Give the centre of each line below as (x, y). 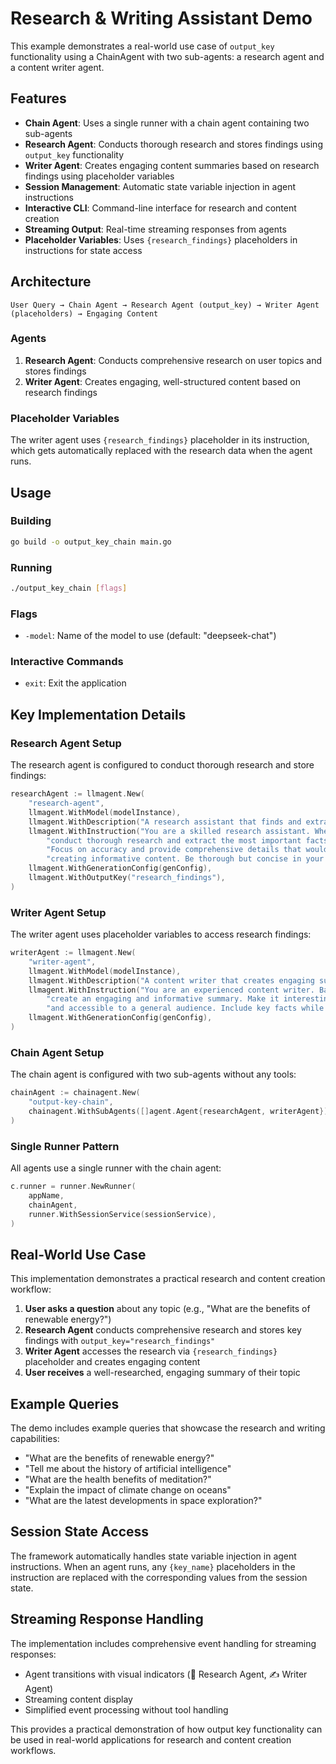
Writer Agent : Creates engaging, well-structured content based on (162, 381)
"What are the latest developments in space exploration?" (143, 1501)
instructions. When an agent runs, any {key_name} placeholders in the (153, 1566)
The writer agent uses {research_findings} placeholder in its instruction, (160, 440)
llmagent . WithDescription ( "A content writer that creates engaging (171, 980)
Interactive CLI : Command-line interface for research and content (160, 208)
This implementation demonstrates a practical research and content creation (168, 1279)
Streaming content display (78, 1699)
